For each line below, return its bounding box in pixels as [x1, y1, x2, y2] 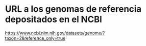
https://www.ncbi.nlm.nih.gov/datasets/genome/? [5, 30, 105, 36]
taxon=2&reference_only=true [5, 35, 66, 41]
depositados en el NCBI [5, 14, 102, 25]
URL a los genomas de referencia [5, 3, 142, 15]
